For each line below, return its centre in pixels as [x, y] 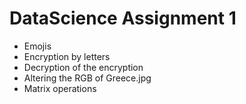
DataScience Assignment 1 [123, 18]
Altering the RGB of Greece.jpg [87, 78]
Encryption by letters [67, 56]
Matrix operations [60, 88]
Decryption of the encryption [83, 67]
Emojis [37, 46]
